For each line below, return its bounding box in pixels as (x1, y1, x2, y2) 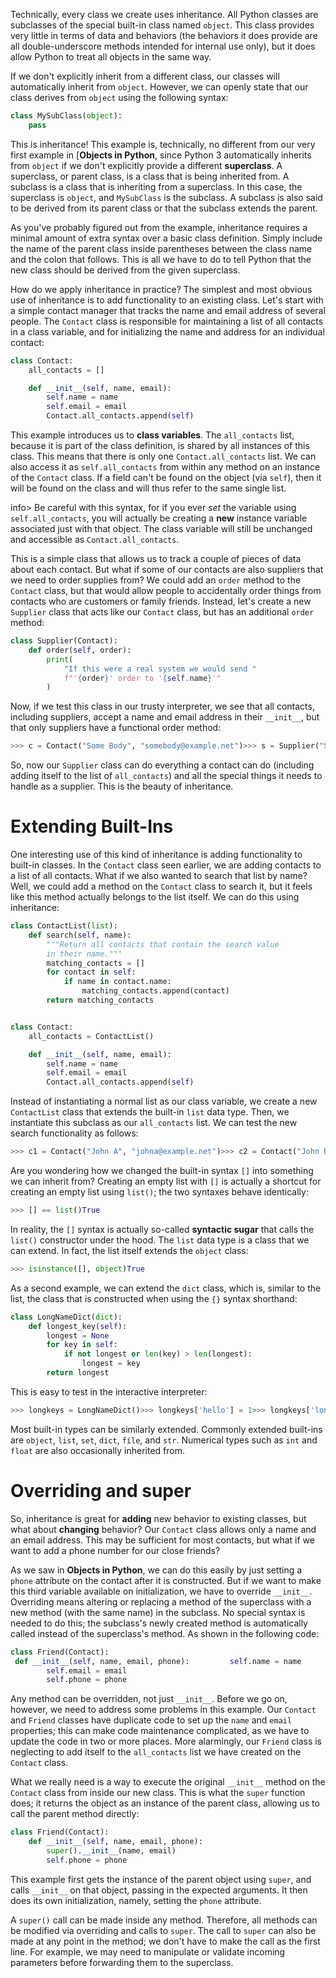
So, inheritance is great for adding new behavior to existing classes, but (10, 1512, 307, 1524)
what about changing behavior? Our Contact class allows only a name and (10, 1523, 317, 1535)
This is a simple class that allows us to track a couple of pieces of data (10, 553, 302, 564)
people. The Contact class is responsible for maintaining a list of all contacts (10, 315, 324, 327)
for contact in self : (46, 967, 137, 978)
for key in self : (46, 1340, 118, 1350)
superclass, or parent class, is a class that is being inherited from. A (10, 170, 290, 182)
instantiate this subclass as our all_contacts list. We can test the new (10, 1117, 298, 1129)
